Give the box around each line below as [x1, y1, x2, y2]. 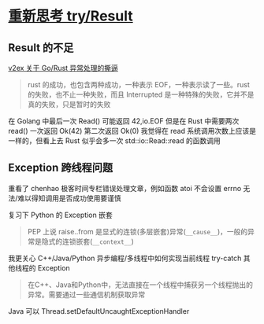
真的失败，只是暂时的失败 [27, 100, 111, 109]
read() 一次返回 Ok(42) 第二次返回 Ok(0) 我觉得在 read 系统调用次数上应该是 [8, 127, 256, 135]
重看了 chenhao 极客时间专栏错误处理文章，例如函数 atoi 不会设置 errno [8, 183, 242, 193]
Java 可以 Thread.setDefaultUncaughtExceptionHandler [8, 306, 190, 315]
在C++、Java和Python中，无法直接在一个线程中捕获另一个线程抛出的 [27, 280, 254, 289]
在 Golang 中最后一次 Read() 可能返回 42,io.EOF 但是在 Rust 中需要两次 [8, 116, 240, 126]
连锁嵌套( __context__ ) [61, 237, 134, 246]
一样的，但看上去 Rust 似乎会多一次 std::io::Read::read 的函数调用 [8, 136, 221, 145]
